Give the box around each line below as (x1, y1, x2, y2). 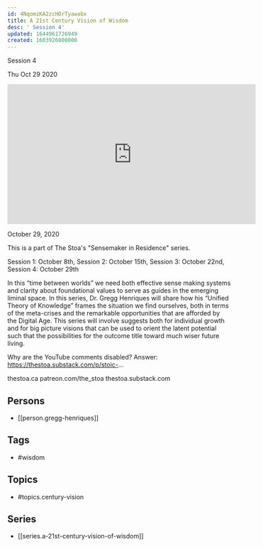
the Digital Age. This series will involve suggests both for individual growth (7, 317, 225, 325)
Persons (7, 395, 45, 407)
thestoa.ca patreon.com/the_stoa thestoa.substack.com (7, 374, 171, 383)
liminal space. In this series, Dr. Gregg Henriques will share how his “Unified (7, 294, 229, 303)
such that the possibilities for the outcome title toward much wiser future (7, 332, 220, 340)
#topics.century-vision (17, 492, 84, 501)
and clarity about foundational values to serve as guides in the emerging (7, 286, 218, 295)
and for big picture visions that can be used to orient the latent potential (7, 324, 217, 332)
